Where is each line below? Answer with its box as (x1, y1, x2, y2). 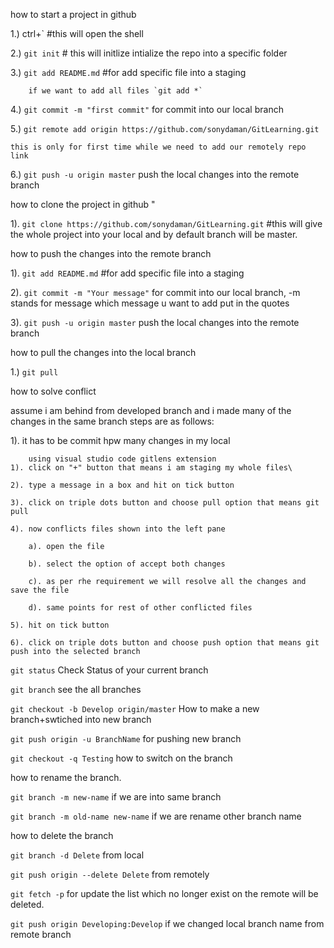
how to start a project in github (10, 9, 137, 20)
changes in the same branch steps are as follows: (10, 415, 215, 427)
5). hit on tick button (10, 620, 110, 630)
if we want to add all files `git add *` (28, 86, 203, 96)
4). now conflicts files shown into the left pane (10, 524, 226, 534)
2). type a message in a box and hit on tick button (10, 480, 235, 490)
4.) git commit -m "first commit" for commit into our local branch (10, 104, 284, 115)
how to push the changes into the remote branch (10, 248, 212, 259)
